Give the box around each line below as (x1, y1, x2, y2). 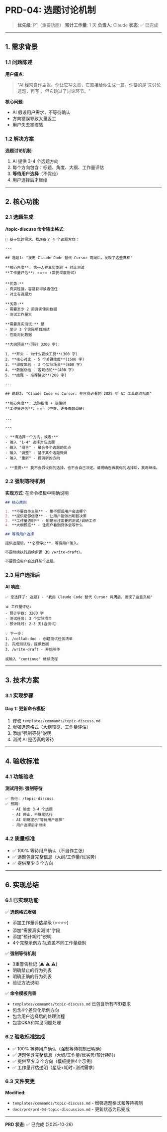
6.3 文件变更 (5, 1078, 35, 1085)
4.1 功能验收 (5, 773, 34, 780)
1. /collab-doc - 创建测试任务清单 (5, 637, 73, 642)
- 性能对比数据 (5, 332, 32, 337)
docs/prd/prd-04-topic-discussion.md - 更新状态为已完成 (12, 1106, 130, 1112)
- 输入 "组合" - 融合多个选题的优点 (5, 445, 71, 450)
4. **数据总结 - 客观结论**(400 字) (5, 367, 75, 372)
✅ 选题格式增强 (5, 909, 36, 915)
